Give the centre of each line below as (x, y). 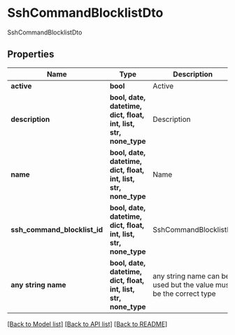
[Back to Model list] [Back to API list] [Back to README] (87, 324)
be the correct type (184, 294)
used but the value (183, 285)
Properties (31, 54)
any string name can (186, 276)
